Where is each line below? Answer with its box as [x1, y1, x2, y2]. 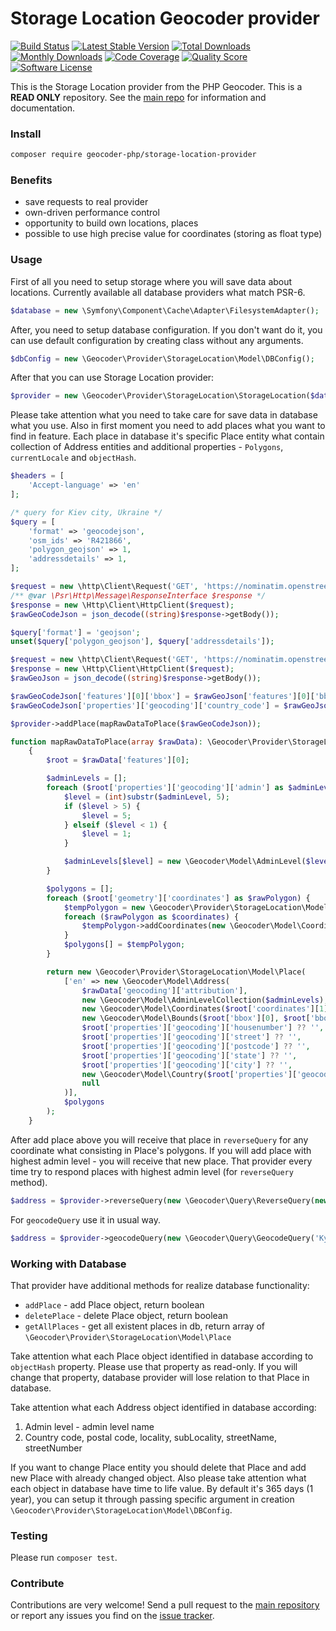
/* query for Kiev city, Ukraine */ [10, 507, 163, 517]
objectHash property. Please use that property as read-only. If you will [10, 1360, 298, 1372]
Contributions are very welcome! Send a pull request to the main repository [10, 1599, 320, 1611]
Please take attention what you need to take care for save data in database [10, 409, 318, 421]
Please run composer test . [10, 1552, 118, 1564]
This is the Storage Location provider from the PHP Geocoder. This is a [10, 80, 303, 92]
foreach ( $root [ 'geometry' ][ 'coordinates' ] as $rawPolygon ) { [46, 893, 311, 903]
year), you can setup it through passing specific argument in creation [10, 1493, 295, 1505]
